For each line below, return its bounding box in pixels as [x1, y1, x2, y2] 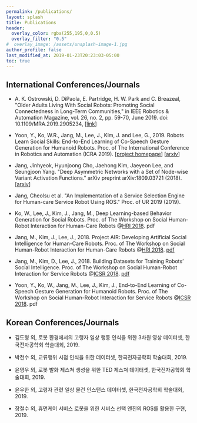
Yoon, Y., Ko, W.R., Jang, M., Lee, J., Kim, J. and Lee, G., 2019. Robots [14, 132, 184, 139]
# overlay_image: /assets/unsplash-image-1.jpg [6, 42, 128, 48]
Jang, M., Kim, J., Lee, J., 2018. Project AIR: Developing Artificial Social [14, 234, 187, 241]
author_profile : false [6, 47, 62, 53]
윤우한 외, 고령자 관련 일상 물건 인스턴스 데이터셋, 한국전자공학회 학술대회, [14, 386, 184, 394]
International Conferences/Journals [6, 80, 140, 90]
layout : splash [6, 14, 44, 20]
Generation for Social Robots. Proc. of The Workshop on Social [14, 216, 168, 223]
